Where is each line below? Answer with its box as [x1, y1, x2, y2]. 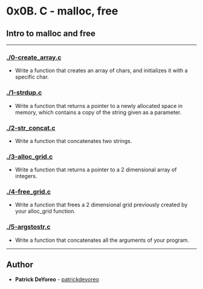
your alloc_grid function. [14, 208, 76, 215]
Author [6, 259, 33, 270]
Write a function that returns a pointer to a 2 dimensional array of [14, 166, 177, 173]
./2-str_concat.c [6, 124, 56, 132]
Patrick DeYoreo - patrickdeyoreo [14, 276, 100, 283]
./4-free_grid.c [6, 188, 51, 196]
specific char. [14, 74, 50, 81]
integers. [14, 173, 37, 180]
